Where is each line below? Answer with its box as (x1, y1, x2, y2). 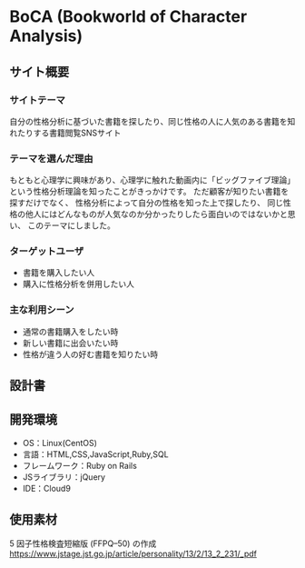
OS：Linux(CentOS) (22, 437, 98, 448)
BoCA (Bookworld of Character (9, 6, 248, 27)
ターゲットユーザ (9, 245, 84, 258)
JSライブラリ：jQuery (22, 471, 106, 483)
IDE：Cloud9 (22, 483, 71, 493)
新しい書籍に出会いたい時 (22, 337, 119, 348)
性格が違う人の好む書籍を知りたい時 (22, 348, 159, 360)
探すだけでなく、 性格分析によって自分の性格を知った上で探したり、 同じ (9, 197, 284, 208)
